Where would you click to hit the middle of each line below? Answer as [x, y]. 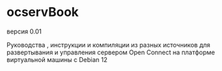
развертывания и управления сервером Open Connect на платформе [111, 52]
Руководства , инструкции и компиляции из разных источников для [109, 45]
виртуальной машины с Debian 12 [57, 59]
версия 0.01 [24, 31]
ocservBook [43, 12]
